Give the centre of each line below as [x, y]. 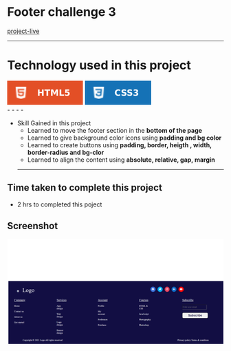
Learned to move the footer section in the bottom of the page [115, 130]
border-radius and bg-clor [66, 152]
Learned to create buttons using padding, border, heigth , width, [119, 145]
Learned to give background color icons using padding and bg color [124, 138]
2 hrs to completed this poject [59, 204]
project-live [23, 31]
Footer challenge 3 [62, 12]
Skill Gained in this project [54, 123]
